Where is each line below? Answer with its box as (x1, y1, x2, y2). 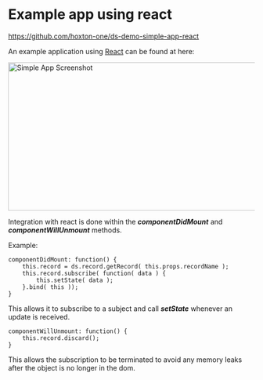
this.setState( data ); (36, 276, 113, 284)
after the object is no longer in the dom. (8, 363, 135, 372)
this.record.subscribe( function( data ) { (22, 269, 167, 277)
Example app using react (8, 5, 172, 24)
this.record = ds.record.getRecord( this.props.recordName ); (22, 262, 229, 270)
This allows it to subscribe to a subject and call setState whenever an (8, 304, 233, 313)
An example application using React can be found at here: (8, 46, 195, 56)
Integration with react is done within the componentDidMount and (8, 217, 223, 226)
